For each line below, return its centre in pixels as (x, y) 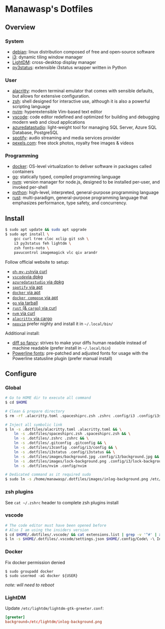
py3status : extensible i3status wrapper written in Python (69, 67)
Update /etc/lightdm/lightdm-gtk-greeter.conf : (55, 608)
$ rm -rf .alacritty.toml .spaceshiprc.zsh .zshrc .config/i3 (70, 416)
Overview (20, 27)
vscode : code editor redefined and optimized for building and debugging (86, 117)
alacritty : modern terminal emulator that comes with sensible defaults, (83, 91)
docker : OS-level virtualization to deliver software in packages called (82, 166)
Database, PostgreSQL (35, 133)
